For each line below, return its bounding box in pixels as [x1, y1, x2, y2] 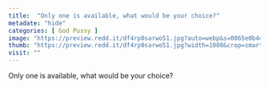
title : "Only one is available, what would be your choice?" [8, 11, 220, 20]
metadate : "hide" [8, 19, 66, 27]
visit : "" [8, 49, 42, 57]
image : [8, 34, 30, 42]
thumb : [8, 42, 30, 50]
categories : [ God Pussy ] [8, 26, 98, 34]
